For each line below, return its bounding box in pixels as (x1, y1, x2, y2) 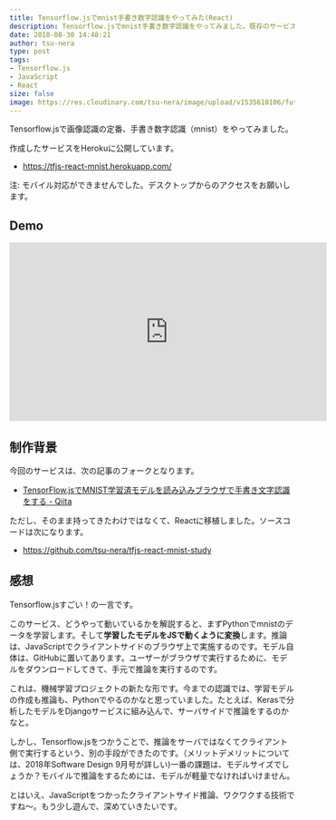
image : (9, 97, 34, 107)
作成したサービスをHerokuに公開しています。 (9, 142, 179, 154)
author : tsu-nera (9, 38, 75, 48)
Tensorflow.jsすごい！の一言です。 (9, 599, 139, 610)
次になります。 (33, 527, 89, 537)
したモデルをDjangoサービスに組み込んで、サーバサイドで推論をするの (16, 705, 282, 717)
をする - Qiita (22, 496, 72, 506)
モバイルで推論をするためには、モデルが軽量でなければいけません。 (40, 770, 295, 781)
